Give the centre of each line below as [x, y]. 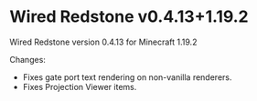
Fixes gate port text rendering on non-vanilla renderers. [127, 77]
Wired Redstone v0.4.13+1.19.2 [129, 17]
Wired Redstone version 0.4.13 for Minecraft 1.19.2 [103, 42]
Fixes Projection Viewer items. [80, 86]
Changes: [27, 59]
